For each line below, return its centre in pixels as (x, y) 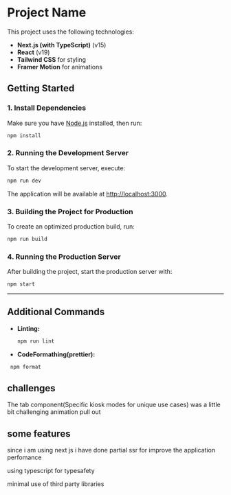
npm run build (27, 239)
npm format (25, 367)
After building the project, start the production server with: (90, 272)
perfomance (24, 457)
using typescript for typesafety (51, 471)
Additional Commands (56, 312)
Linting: (28, 328)
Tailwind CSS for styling (52, 59)
